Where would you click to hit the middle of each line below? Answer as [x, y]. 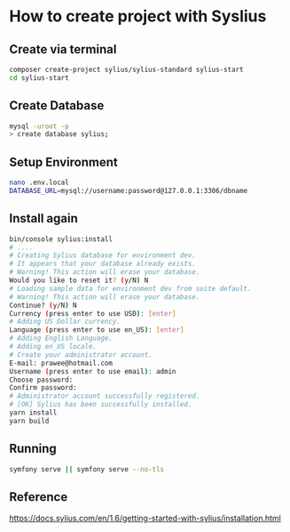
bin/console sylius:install [61, 239]
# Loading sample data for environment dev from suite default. [130, 288]
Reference [39, 497]
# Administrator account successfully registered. [105, 396]
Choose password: [41, 380]
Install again [43, 218]
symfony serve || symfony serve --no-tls [87, 469]
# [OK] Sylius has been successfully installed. [101, 405]
